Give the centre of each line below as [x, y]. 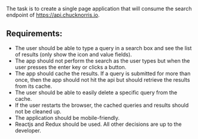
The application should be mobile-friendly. [67, 118]
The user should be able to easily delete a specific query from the [96, 92]
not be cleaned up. [38, 111]
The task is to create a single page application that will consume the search [99, 9]
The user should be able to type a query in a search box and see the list [103, 48]
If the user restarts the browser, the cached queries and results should [102, 105]
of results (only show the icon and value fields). [73, 54]
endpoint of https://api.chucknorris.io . [53, 15]
